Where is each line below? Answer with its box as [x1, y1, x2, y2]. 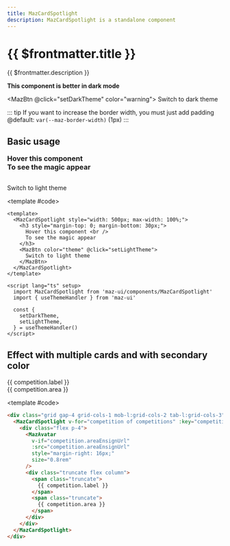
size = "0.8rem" [31, 457, 72, 464]
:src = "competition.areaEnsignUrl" [31, 444, 130, 451]
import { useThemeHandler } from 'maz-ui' [13, 294, 136, 302]
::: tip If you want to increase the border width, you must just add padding [7, 108, 214, 117]
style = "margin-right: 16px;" [31, 450, 115, 457]
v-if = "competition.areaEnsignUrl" [31, 437, 130, 444]
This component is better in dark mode [7, 82, 120, 90]
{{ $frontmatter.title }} [7, 46, 136, 62]
